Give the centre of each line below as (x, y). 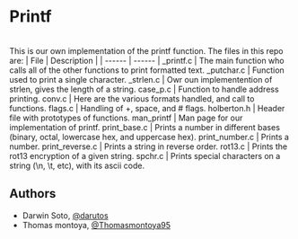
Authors (33, 194)
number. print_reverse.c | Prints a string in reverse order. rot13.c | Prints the (149, 146)
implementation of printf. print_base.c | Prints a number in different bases (145, 127)
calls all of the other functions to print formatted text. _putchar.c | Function (147, 70)
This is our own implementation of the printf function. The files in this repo (147, 50)
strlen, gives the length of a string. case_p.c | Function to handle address (145, 89)
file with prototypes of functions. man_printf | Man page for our (126, 118)
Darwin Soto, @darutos (66, 215)
